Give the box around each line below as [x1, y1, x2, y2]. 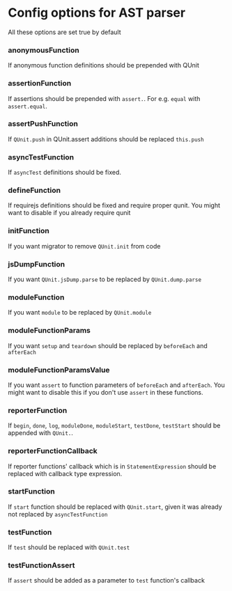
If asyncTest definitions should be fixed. [8, 168, 121, 177]
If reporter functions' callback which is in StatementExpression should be [8, 462, 217, 471]
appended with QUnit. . [8, 429, 74, 437]
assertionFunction [8, 79, 72, 88]
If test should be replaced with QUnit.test [8, 543, 130, 551]
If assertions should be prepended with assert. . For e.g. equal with [8, 94, 201, 102]
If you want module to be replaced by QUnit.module [8, 308, 152, 317]
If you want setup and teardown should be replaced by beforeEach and [8, 341, 208, 349]
